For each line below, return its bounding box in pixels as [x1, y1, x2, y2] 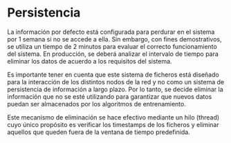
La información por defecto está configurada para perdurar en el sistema [7, 28, 215, 36]
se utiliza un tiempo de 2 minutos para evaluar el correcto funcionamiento [7, 42, 218, 50]
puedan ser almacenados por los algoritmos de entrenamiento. [7, 99, 187, 108]
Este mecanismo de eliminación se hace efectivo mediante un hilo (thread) [7, 113, 220, 122]
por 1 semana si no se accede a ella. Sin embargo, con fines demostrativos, [7, 35, 223, 43]
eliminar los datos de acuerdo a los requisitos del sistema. [7, 57, 172, 65]
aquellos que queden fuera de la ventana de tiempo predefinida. [7, 128, 190, 136]
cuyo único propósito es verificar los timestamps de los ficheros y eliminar [7, 120, 219, 128]
